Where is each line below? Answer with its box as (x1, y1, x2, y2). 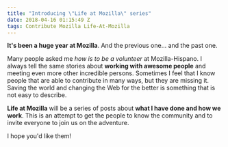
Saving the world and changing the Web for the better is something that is (7, 83, 216, 92)
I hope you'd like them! (7, 132, 72, 140)
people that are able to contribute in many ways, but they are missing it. (7, 77, 210, 85)
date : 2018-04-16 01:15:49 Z (7, 16, 90, 23)
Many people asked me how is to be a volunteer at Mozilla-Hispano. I (7, 55, 202, 63)
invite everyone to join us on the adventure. (7, 119, 129, 127)
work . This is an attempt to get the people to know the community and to (7, 111, 213, 120)
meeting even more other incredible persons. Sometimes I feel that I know (7, 69, 216, 77)
